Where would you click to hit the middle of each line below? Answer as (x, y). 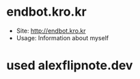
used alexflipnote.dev (70, 66)
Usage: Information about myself (62, 37)
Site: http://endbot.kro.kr (51, 31)
